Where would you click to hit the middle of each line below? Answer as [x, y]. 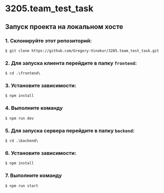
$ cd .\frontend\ [23, 73]
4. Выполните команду [34, 108]
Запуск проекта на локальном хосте [64, 27]
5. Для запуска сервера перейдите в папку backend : [70, 131]
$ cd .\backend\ [22, 141]
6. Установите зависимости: [41, 153]
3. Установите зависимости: [41, 85]
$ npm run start [22, 186]
